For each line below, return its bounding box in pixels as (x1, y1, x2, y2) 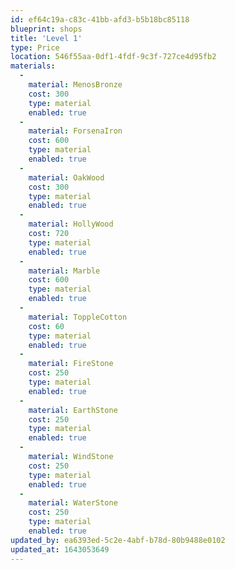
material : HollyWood (28, 219, 114, 230)
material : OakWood (28, 172, 105, 183)
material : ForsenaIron (28, 126, 123, 136)
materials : (10, 61, 56, 71)
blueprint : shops (10, 24, 83, 34)
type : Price (10, 42, 60, 53)
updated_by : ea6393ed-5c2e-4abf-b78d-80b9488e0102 (10, 535, 226, 545)
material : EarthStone (28, 405, 118, 415)
